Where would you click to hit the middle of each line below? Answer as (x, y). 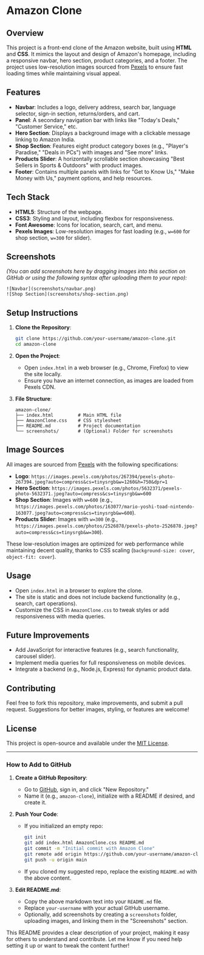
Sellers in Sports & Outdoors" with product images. (79, 165)
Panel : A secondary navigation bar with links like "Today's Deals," (97, 120)
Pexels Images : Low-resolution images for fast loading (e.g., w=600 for (103, 231)
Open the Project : (38, 356)
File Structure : (33, 399)
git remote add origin (53, 854)
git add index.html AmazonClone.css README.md (84, 843)
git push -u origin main (56, 860)
